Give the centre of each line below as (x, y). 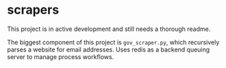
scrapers (33, 10)
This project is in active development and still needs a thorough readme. (109, 29)
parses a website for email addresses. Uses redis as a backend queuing (109, 49)
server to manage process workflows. (61, 56)
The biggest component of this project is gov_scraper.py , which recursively (113, 42)
